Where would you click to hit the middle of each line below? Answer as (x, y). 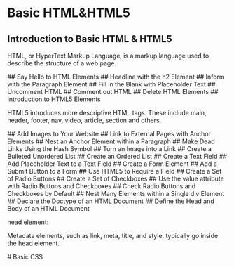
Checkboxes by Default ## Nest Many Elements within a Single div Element (116, 194)
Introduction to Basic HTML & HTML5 (90, 39)
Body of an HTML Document (48, 208)
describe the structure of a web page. (62, 63)
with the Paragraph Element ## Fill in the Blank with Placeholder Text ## (111, 84)
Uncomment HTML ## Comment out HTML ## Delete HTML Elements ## (113, 92)
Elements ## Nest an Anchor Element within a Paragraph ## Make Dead (111, 141)
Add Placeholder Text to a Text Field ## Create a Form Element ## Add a (112, 164)
